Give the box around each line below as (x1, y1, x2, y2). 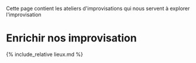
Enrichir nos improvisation (6, 32, 137, 45)
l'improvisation (6, 11, 42, 18)
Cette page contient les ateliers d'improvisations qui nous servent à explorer (6, 5, 190, 12)
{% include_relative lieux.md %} (6, 51, 84, 58)
